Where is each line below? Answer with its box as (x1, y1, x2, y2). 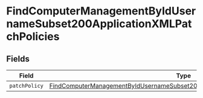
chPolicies (6, 30, 60, 43)
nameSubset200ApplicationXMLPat (6, 17, 192, 31)
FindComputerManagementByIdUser (6, 4, 196, 18)
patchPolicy (9, 82, 44, 89)
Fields (6, 54, 30, 64)
